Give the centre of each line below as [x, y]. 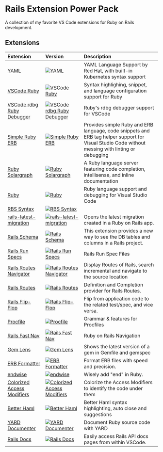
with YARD [96, 428]
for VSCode [97, 113]
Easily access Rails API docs [116, 436]
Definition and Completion [114, 285]
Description [98, 56]
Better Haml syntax [106, 402]
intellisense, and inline [109, 175]
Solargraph [20, 175]
